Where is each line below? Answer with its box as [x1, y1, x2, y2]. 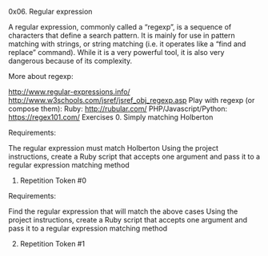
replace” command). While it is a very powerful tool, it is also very [8, 48, 225, 57]
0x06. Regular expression [8, 7, 93, 16]
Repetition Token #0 [19, 175, 86, 185]
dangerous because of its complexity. [8, 56, 133, 65]
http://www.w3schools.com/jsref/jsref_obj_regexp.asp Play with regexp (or [8, 96, 255, 104]
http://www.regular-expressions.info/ [8, 87, 130, 96]
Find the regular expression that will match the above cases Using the [8, 207, 238, 216]
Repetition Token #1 [19, 239, 86, 248]
